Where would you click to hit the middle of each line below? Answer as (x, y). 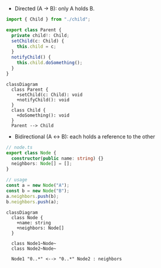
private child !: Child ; (40, 35)
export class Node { (31, 153)
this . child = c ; (37, 47)
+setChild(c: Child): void (50, 95)
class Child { (28, 110)
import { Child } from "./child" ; (48, 19)
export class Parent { (34, 30)
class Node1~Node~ (34, 243)
